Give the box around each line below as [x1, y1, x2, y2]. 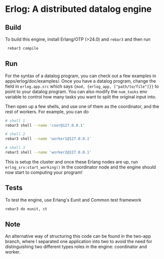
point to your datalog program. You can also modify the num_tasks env [5, 88, 147, 95]
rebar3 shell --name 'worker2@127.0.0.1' [5, 150, 92, 155]
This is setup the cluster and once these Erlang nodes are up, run [5, 158, 138, 164]
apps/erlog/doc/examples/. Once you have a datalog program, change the [5, 78, 157, 84]
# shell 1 [5, 118, 26, 123]
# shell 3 [5, 145, 26, 151]
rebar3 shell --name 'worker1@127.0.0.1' [5, 136, 92, 142]
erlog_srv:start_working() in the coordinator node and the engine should [5, 164, 156, 170]
